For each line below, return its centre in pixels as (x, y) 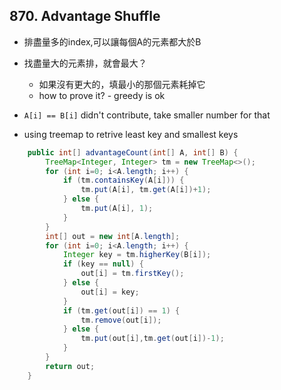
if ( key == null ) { (103, 264)
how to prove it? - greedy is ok (102, 95)
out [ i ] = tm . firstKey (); (132, 274)
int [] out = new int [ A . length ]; (113, 236)
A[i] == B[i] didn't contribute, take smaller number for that (147, 115)
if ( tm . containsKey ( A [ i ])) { (123, 180)
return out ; (70, 366)
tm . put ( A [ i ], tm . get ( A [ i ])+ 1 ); (146, 190)
